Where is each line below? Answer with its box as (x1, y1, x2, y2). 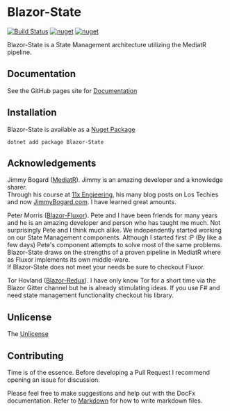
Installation (7, 107, 57, 119)
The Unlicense (7, 330, 49, 338)
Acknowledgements (7, 157, 97, 169)
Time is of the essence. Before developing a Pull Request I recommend (7, 369, 211, 376)
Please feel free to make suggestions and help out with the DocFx (7, 389, 196, 397)
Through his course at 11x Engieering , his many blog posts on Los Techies (7, 190, 219, 199)
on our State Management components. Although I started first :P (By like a (7, 233, 222, 242)
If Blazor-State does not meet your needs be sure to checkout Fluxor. (7, 263, 205, 271)
